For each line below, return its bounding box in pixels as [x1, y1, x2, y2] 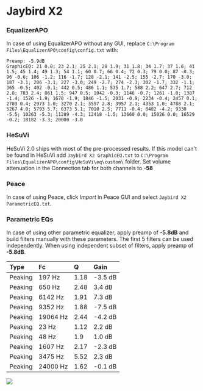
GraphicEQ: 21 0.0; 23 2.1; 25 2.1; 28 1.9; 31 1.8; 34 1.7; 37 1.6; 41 [6, 63, 195, 70]
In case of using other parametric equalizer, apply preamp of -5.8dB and [6, 229, 189, 236]
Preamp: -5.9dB [6, 58, 45, 65]
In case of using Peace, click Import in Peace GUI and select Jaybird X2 [6, 193, 187, 201]
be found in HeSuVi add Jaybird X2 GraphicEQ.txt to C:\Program [6, 151, 169, 159]
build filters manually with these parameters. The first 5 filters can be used [6, 235, 194, 243]
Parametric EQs [6, 215, 54, 223]
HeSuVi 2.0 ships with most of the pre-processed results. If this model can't [6, 145, 197, 152]
